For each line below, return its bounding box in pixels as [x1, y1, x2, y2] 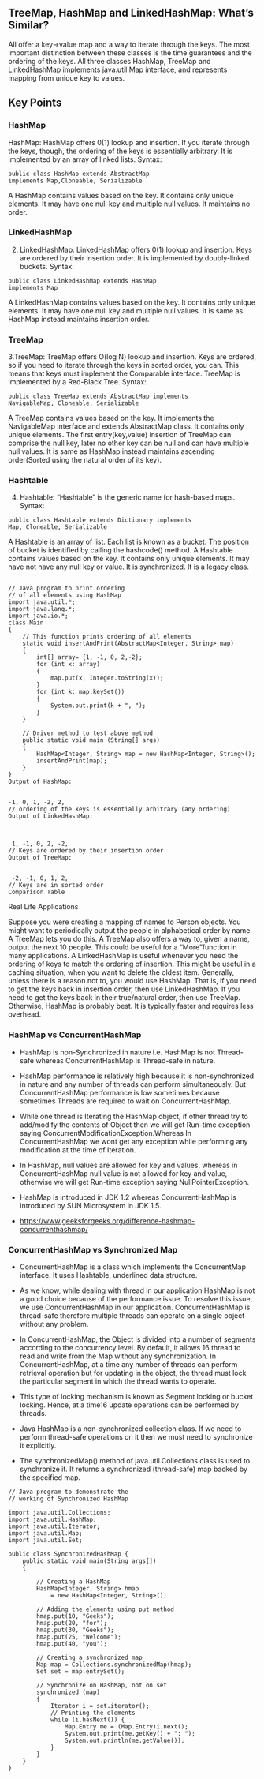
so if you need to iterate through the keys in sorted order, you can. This [8, 361, 239, 370]
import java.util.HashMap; [8, 1515, 97, 1523]
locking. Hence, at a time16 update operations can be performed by [19, 1400, 239, 1410]
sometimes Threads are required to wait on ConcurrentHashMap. [19, 1096, 232, 1106]
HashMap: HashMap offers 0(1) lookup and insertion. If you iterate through [8, 137, 250, 147]
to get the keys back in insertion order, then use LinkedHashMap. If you [8, 984, 240, 994]
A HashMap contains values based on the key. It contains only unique [8, 190, 234, 200]
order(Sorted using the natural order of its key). [8, 455, 162, 465]
